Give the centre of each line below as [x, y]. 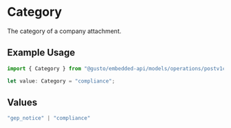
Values [22, 102]
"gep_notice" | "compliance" [49, 118]
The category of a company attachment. [64, 31]
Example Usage [41, 53]
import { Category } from [44, 68]
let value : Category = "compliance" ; [61, 81]
